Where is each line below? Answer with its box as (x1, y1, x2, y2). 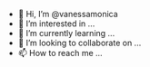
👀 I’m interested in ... (17, 18, 95, 29)
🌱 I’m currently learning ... (17, 28, 115, 38)
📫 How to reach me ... (17, 48, 103, 58)
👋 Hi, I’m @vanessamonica (17, 9, 118, 19)
